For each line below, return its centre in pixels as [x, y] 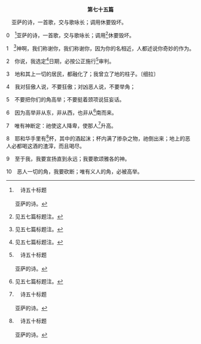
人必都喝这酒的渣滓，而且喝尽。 [45, 146]
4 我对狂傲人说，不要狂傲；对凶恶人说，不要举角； [71, 86]
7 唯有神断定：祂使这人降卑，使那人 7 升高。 [61, 125]
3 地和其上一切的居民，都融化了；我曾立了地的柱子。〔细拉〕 [83, 74]
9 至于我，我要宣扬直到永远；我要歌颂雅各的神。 [68, 158]
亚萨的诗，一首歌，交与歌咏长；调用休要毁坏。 [69, 22]
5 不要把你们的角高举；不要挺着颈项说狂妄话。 [66, 99]
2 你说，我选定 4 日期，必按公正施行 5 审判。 [60, 61]
